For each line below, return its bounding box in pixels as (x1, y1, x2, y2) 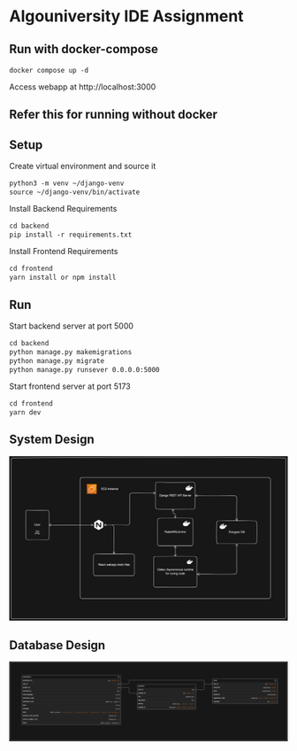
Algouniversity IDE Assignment (9, 6, 245, 27)
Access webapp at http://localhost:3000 (9, 81, 156, 92)
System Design (9, 432, 95, 447)
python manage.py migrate (9, 357, 104, 366)
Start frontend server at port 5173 (9, 381, 131, 391)
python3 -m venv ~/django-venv (9, 179, 125, 188)
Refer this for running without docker (9, 107, 218, 122)
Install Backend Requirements (9, 204, 118, 214)
